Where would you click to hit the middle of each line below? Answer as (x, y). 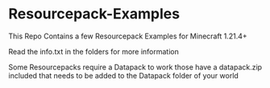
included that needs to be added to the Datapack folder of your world (124, 75)
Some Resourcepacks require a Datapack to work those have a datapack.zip (135, 67)
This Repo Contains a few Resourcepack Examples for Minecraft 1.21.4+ (128, 36)
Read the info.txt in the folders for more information (94, 51)
